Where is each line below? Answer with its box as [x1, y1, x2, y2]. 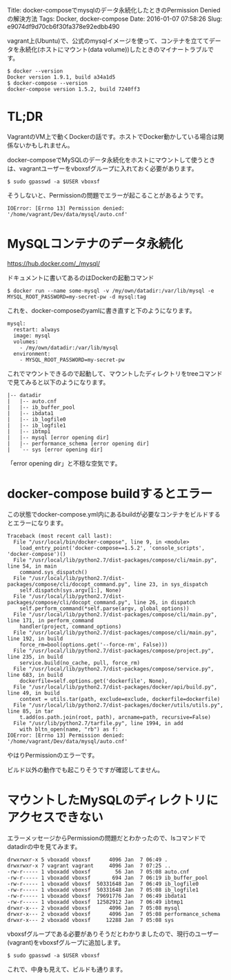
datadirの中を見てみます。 [7, 842, 81, 851]
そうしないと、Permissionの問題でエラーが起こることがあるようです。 [7, 191, 208, 199]
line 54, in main [7, 562, 57, 570]
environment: [13, 350, 51, 357]
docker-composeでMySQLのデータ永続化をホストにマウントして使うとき [7, 155, 216, 164]
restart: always [13, 326, 60, 333]
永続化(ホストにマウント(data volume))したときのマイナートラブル [19, 46, 208, 53]
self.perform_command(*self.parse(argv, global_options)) [19, 605, 190, 612]
